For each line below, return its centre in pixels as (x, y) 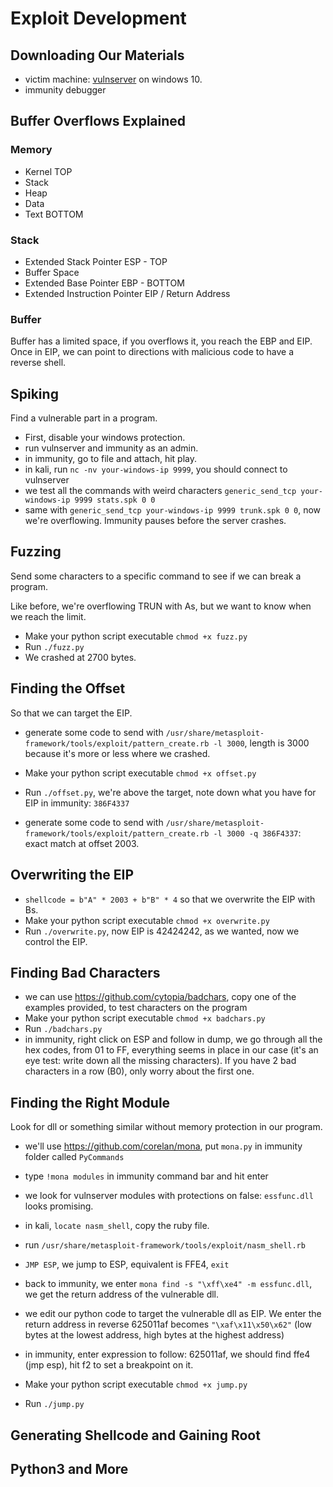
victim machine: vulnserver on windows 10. (113, 79)
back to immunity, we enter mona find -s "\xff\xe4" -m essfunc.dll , (168, 1284)
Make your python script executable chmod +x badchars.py (145, 1018)
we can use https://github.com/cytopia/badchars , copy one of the (160, 997)
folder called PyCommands (74, 1157)
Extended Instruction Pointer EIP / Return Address (127, 293)
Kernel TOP (48, 171)
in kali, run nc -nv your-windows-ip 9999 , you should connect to (156, 469)
